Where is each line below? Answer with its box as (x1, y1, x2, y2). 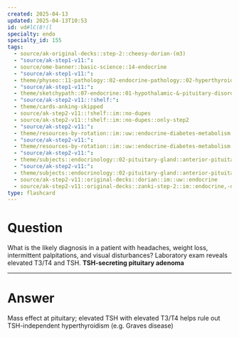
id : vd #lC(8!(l (7, 24, 53, 31)
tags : (7, 43, 23, 51)
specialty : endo (7, 30, 55, 38)
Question (7, 220, 63, 236)
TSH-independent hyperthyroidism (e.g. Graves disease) (7, 321, 174, 330)
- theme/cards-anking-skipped (14, 103, 103, 110)
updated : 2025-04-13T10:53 (7, 17, 87, 24)
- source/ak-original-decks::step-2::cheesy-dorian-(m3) (14, 51, 186, 58)
